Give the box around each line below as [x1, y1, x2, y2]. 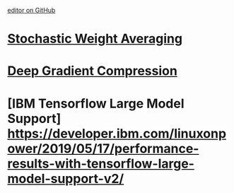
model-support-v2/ [7, 170, 124, 187]
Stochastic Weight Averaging [7, 31, 182, 47]
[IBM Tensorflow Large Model [7, 95, 185, 112]
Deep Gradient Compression [7, 63, 178, 79]
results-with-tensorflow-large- [7, 156, 194, 172]
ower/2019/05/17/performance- [7, 141, 199, 156]
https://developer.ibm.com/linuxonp [7, 125, 227, 141]
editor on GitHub [7, 6, 56, 14]
